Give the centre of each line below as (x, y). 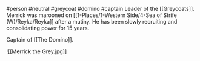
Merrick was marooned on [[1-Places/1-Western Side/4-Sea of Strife (92, 15)
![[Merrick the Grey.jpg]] (37, 51)
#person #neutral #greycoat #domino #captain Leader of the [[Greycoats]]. (101, 9)
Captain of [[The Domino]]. (40, 40)
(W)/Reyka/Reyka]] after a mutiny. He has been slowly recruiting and (92, 21)
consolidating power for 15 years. (48, 28)
